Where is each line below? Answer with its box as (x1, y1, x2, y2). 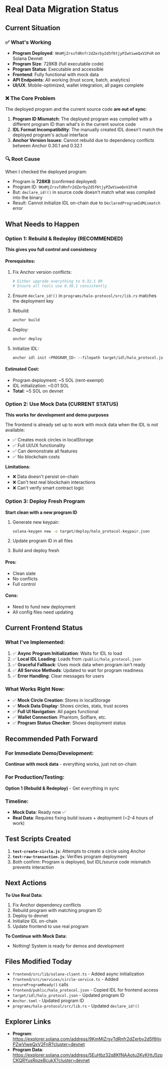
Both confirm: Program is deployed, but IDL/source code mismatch (12, 859, 151, 865)
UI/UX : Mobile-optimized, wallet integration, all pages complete (12, 82, 144, 88)
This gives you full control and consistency (5, 247, 97, 253)
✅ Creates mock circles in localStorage (12, 437, 94, 443)
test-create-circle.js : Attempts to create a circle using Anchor (12, 848, 146, 854)
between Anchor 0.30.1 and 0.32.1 (12, 142, 83, 149)
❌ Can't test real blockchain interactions (12, 479, 96, 485)
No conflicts (12, 575, 38, 582)
